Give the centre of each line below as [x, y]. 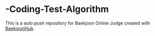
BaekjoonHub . [20, 28]
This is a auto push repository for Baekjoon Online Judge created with [78, 23]
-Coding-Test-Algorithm [57, 9]
